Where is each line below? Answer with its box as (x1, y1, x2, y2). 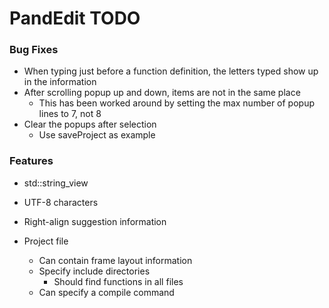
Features (9, 154, 54, 168)
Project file (23, 235, 69, 247)
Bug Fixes (9, 43, 59, 57)
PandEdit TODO (9, 7, 141, 30)
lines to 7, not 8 (38, 108, 102, 120)
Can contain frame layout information (38, 254, 193, 266)
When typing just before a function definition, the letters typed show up (23, 65, 319, 77)
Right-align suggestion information (23, 215, 167, 227)
